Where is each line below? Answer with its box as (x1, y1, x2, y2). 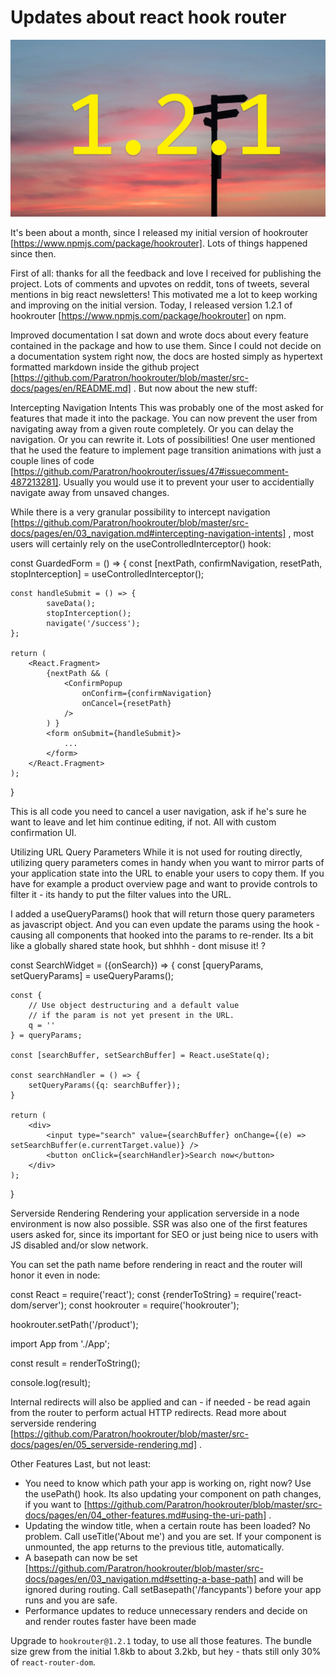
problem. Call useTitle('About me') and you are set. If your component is (24, 1530, 322, 1542)
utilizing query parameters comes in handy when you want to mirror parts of (10, 856, 325, 868)
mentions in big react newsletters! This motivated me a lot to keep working (10, 288, 318, 300)
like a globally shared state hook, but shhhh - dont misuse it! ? (10, 939, 266, 951)
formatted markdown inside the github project (10, 361, 200, 373)
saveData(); (46, 598, 97, 608)
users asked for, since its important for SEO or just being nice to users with (10, 1228, 319, 1240)
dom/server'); (10, 1299, 67, 1311)
